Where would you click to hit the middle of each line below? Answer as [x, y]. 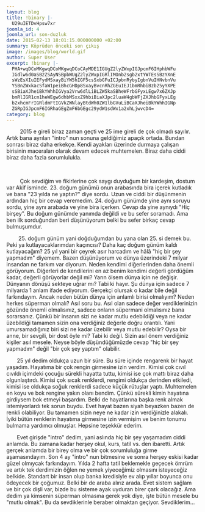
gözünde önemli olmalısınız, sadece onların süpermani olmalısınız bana [95, 310]
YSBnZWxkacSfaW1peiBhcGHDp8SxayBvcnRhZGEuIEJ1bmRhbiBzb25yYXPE [94, 86]
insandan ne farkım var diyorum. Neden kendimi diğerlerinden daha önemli [100, 265]
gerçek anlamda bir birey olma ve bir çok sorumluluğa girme [82, 450]
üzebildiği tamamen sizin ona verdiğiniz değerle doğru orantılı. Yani [91, 323]
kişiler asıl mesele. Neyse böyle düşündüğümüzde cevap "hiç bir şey [92, 342]
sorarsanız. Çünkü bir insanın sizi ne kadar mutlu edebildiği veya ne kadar [99, 316]
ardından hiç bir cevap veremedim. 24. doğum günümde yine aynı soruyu [98, 201]
